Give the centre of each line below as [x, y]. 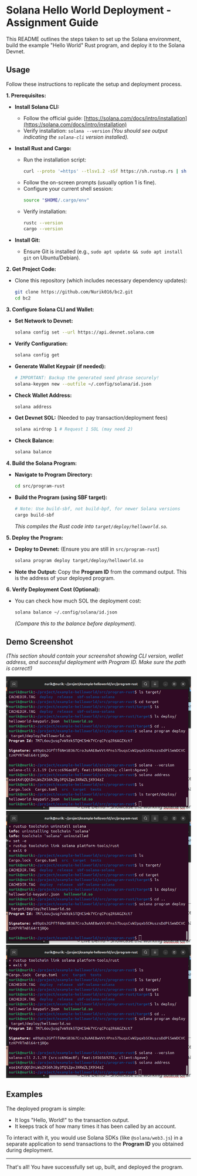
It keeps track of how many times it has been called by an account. [95, 1126]
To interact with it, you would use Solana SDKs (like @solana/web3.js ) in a [94, 1137]
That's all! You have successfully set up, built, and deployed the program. [95, 1167]
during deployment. [30, 1150]
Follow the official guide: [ [55, 118]
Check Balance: [34, 440]
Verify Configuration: [41, 343]
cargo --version [43, 229]
